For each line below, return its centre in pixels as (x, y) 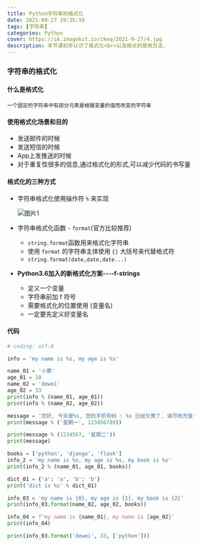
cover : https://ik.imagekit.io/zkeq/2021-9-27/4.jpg (85, 39)
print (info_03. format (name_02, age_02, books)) (77, 504)
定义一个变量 (46, 288)
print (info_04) (29, 524)
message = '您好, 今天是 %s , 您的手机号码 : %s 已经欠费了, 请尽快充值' (101, 416)
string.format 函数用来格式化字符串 (78, 243)
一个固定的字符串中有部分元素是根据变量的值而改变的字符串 (79, 106)
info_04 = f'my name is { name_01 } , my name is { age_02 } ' (91, 517)
